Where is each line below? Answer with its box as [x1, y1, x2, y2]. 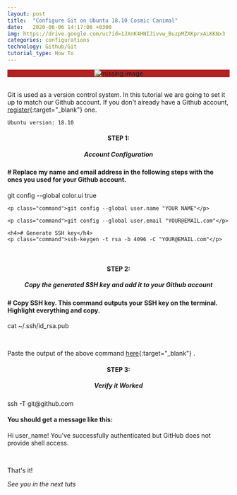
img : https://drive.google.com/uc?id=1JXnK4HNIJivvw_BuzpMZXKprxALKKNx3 [7, 30, 226, 37]
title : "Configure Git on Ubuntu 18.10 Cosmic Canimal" [7, 17, 178, 24]
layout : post [7, 10, 46, 18]
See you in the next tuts [7, 479, 76, 488]
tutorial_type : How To [7, 50, 74, 57]
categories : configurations [7, 37, 90, 44]
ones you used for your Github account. [7, 175, 127, 184]
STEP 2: [107, 264, 130, 273]
